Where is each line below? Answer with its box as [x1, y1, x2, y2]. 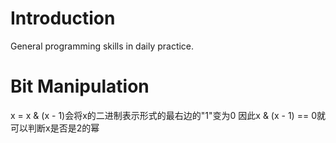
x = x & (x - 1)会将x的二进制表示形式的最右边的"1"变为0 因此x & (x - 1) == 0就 [10, 109, 326, 121]
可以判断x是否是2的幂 [10, 122, 100, 134]
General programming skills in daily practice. [10, 40, 195, 52]
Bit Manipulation [10, 75, 150, 98]
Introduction [10, 7, 116, 30]
